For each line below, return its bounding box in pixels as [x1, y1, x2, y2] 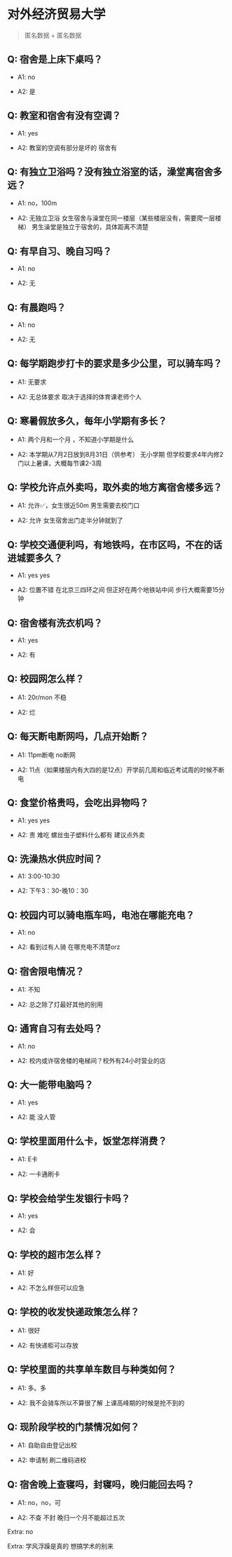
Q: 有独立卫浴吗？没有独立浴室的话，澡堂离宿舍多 [7, 166, 223, 178]
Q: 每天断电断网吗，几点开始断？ [7, 730, 149, 742]
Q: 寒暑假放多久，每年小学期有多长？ [7, 415, 168, 427]
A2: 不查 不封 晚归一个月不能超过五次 [17, 1513, 125, 1522]
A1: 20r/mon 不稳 [17, 693, 67, 702]
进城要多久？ [7, 552, 63, 564]
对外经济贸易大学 [7, 6, 107, 22]
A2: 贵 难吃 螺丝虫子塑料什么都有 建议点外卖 [17, 830, 145, 839]
